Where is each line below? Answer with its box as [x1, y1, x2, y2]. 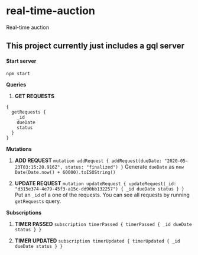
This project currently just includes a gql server [6, 41, 185, 51]
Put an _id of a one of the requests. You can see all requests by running [14, 191, 190, 198]
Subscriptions [6, 209, 42, 216]
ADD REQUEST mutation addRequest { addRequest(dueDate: [14, 157, 162, 164]
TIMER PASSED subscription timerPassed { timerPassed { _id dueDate [14, 220, 192, 227]
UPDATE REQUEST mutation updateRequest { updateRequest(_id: [14, 179, 177, 187]
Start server [6, 57, 37, 64]
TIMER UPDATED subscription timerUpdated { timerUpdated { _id [14, 237, 180, 244]
